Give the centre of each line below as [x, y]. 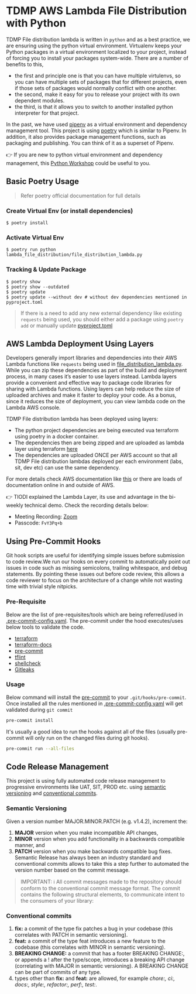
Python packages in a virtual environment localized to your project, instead [96, 52]
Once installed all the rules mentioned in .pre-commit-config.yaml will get [94, 703]
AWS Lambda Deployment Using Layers [80, 344]
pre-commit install [30, 720]
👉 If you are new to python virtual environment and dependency [84, 155]
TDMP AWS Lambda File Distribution [97, 11]
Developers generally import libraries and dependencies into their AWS [92, 358]
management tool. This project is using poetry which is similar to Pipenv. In [96, 131]
